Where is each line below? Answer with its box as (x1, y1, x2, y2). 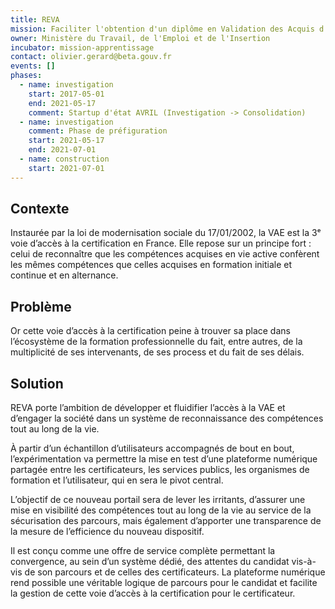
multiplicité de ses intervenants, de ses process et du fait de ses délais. (10, 346, 305, 358)
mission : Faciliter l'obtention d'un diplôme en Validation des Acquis (10, 24, 315, 34)
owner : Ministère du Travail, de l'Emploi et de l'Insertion (10, 33, 271, 43)
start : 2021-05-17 (28, 136, 105, 146)
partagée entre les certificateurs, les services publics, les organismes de (10, 464, 310, 476)
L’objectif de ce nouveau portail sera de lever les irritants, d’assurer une (10, 494, 306, 506)
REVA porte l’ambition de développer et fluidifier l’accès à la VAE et (10, 402, 286, 414)
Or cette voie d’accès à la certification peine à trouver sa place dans (10, 325, 291, 337)
